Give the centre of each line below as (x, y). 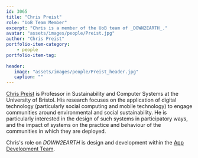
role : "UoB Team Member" (37, 22)
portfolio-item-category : (38, 45)
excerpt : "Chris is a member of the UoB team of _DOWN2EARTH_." (87, 28)
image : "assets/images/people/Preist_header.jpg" (76, 72)
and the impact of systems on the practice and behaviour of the (84, 125)
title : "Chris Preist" (34, 17)
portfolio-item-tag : (32, 55)
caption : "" (29, 77)
